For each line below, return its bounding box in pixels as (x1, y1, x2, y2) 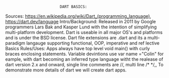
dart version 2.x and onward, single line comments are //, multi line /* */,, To (5, 62, 164, 67)
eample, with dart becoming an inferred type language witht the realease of (5, 56, 163, 62)
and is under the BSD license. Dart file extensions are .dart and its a (5, 35, 147, 41)
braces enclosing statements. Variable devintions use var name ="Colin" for (5, 51, 164, 57)
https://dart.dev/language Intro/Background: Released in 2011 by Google (5, 19, 156, 24)
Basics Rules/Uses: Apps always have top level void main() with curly (5, 46, 150, 51)
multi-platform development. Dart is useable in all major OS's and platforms (5, 29, 163, 35)
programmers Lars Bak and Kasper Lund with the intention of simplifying (5, 24, 157, 30)
